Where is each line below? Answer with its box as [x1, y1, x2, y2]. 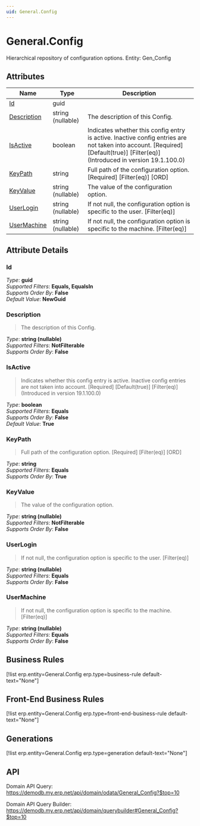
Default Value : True [6, 420, 55, 427]
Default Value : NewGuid [6, 296, 66, 303]
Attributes [6, 71, 45, 81]
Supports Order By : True [6, 472, 67, 480]
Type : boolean [6, 401, 42, 408]
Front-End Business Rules [6, 694, 104, 705]
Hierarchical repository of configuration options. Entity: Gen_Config [6, 54, 171, 62]
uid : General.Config [6, 8, 58, 15]
